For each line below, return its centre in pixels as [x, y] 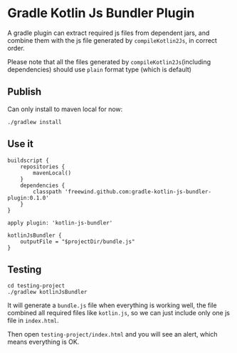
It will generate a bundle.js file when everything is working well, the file [112, 305]
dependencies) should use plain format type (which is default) [100, 69]
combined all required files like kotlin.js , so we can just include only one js [118, 313]
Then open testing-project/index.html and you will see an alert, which [113, 334]
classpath [47, 191]
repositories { [43, 167]
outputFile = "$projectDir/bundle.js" [78, 241]
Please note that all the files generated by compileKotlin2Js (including [109, 61]
